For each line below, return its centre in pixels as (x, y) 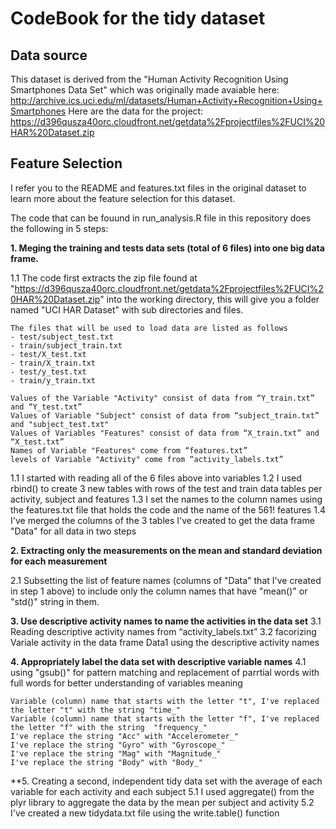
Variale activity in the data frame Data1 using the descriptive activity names (165, 642)
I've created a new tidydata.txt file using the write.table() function (145, 813)
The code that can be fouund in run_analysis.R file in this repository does (161, 218)
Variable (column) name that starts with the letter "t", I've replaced (165, 701)
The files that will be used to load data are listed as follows (149, 328)
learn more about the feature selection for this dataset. (123, 198)
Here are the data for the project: (136, 111)
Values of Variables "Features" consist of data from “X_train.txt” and (165, 433)
